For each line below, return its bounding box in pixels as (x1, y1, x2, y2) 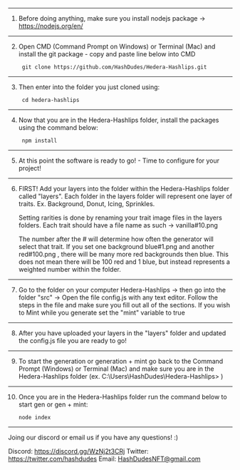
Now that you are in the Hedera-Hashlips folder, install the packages (18, 116, 219, 124)
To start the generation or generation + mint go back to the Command (18, 357, 224, 365)
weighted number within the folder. (18, 265, 122, 273)
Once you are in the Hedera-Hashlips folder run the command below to (18, 393, 227, 401)
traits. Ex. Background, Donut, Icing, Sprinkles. (18, 200, 155, 208)
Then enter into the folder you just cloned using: (18, 83, 160, 91)
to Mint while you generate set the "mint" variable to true (18, 308, 186, 317)
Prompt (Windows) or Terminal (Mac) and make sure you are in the (18, 364, 214, 373)
